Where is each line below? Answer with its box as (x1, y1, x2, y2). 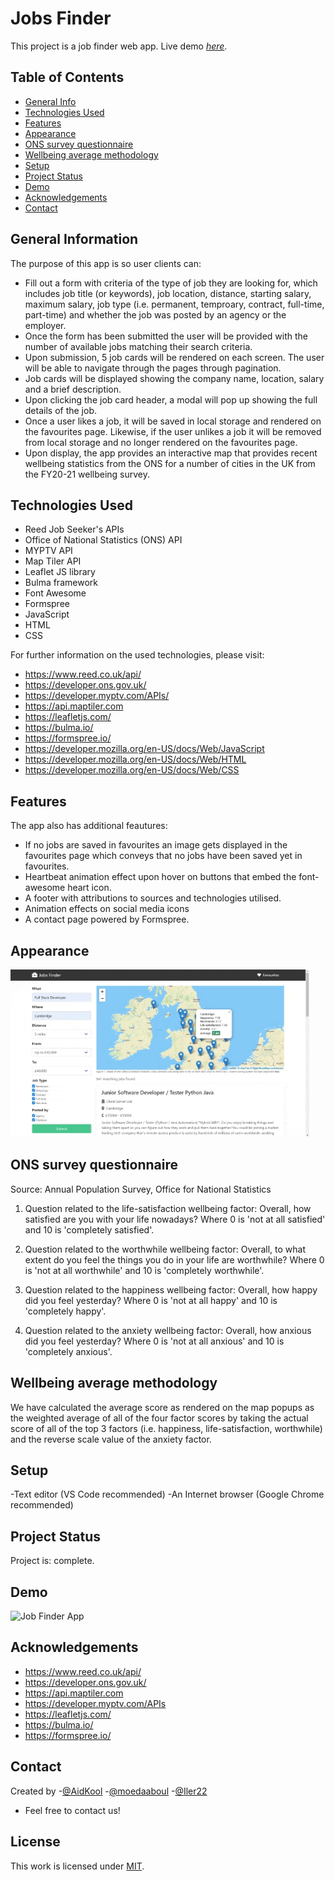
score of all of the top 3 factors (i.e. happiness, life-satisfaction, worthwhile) (10, 1422, 323, 1434)
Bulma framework (24, 577, 98, 589)
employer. (24, 319, 67, 331)
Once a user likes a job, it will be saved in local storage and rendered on (24, 415, 322, 427)
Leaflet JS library (24, 566, 96, 578)
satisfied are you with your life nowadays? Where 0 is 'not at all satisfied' (24, 1213, 326, 1225)
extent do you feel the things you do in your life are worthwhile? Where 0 (24, 1253, 325, 1266)
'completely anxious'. (24, 1345, 113, 1357)
